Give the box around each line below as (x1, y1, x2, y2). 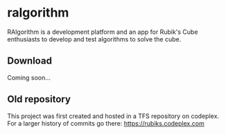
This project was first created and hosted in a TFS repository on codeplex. (7, 112, 220, 120)
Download (7, 55, 52, 67)
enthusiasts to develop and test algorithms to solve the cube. (7, 35, 182, 43)
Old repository (7, 93, 71, 105)
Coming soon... (7, 73, 51, 82)
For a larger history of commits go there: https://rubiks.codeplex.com (7, 119, 205, 127)
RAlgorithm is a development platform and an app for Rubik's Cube (7, 28, 198, 36)
